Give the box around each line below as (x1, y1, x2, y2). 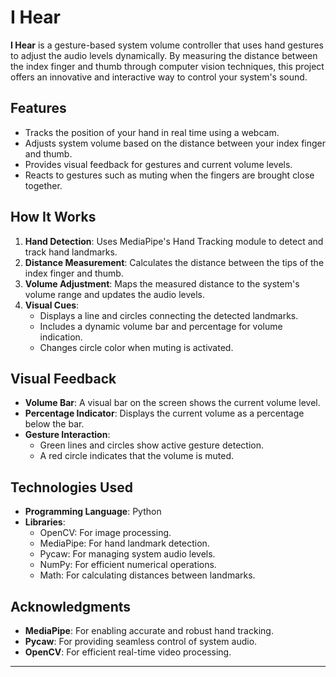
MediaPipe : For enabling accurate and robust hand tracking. (24, 625, 274, 636)
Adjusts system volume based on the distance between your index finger (24, 137, 327, 149)
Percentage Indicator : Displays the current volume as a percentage (24, 407, 305, 420)
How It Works (10, 209, 97, 226)
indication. (39, 331, 83, 343)
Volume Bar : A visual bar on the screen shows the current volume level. (24, 397, 321, 409)
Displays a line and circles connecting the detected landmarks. (39, 309, 299, 321)
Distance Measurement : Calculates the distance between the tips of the (24, 256, 325, 268)
